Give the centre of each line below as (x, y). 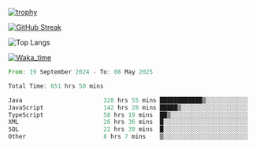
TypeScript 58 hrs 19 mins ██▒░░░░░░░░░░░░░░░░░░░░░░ (128, 115)
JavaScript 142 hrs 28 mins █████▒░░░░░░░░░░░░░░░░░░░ (128, 107)
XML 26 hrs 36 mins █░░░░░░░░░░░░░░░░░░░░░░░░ (128, 122)
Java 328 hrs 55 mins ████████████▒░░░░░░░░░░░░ (128, 100)
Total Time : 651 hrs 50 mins (56, 86)
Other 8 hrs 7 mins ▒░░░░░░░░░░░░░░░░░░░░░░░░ (128, 137)
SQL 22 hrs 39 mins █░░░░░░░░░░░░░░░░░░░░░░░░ (128, 129)
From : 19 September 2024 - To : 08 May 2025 (81, 72)
